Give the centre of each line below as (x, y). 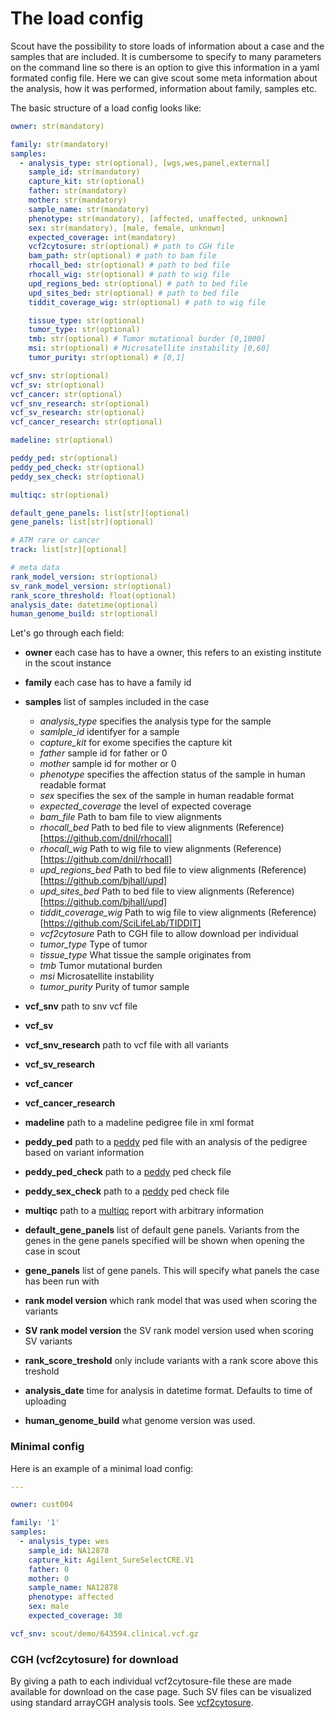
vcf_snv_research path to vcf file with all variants (126, 1045)
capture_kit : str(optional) (86, 182)
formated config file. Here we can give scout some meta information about (164, 78)
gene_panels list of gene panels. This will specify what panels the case (172, 1271)
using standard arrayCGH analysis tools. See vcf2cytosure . (132, 1703)
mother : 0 (49, 1578)
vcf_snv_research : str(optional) (80, 403)
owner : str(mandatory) (57, 126)
